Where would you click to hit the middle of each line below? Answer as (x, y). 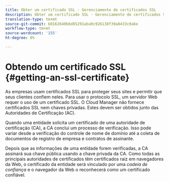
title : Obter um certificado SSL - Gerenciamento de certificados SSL (81, 10)
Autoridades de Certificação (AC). (40, 113)
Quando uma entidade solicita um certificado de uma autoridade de (75, 122)
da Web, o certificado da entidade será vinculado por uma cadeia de (76, 164)
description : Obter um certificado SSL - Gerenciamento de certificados (83, 15)
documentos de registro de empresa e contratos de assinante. (70, 138)
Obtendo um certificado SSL (66, 67)
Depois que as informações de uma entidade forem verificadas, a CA (77, 148)
